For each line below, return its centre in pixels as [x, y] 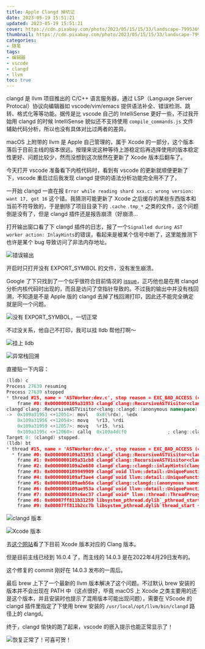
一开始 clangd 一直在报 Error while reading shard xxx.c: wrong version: [100, 191]
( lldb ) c [17, 381]
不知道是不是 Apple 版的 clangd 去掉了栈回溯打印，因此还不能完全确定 [105, 297]
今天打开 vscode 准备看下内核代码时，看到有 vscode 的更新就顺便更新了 [97, 170]
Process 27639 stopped [35, 392]
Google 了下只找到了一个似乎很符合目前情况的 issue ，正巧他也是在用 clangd [102, 281]
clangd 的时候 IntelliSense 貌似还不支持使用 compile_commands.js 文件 [106, 121]
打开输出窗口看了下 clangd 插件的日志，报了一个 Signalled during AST [95, 227]
